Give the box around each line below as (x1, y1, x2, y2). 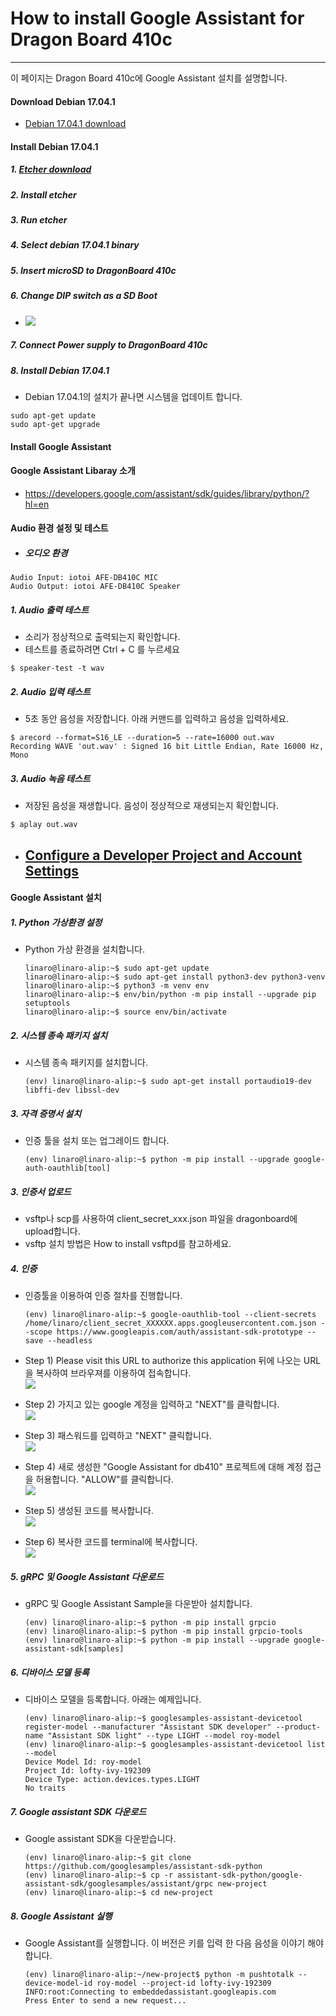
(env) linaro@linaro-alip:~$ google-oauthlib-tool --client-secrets (24, 1310, 317, 1320)
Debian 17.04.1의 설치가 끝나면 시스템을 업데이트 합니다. (24, 390, 243, 402)
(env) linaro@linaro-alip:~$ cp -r (24, 1870, 174, 1880)
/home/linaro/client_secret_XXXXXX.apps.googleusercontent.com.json (24, 1318, 317, 1329)
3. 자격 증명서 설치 (10, 1107, 82, 1119)
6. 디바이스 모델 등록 (10, 1666, 90, 1678)
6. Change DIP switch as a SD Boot (10, 290, 158, 302)
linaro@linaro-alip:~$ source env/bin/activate (24, 1007, 227, 1017)
